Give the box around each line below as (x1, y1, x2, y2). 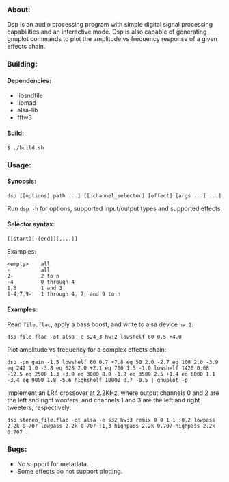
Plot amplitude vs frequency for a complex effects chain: (7, 346, 167, 354)
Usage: (7, 160, 32, 169)
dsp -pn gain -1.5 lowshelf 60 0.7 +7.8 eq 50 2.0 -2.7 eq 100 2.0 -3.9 (7, 359, 219, 366)
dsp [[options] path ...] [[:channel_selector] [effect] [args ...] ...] (7, 192, 222, 200)
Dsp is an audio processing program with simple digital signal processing (7, 21, 213, 29)
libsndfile (16, 91, 43, 100)
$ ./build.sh (7, 144, 44, 152)
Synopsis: (7, 177, 36, 186)
